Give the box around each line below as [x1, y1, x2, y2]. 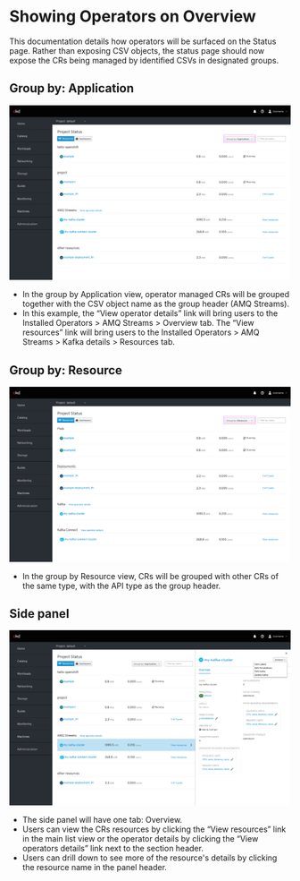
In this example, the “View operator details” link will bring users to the [21, 308, 279, 319]
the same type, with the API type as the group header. [21, 580, 221, 591]
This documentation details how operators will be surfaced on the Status [9, 36, 277, 47]
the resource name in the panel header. [21, 861, 168, 872]
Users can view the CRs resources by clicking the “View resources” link [21, 824, 287, 834]
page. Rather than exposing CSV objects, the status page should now [9, 45, 265, 56]
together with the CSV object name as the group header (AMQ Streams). [21, 298, 290, 310]
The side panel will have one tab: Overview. [21, 814, 183, 825]
